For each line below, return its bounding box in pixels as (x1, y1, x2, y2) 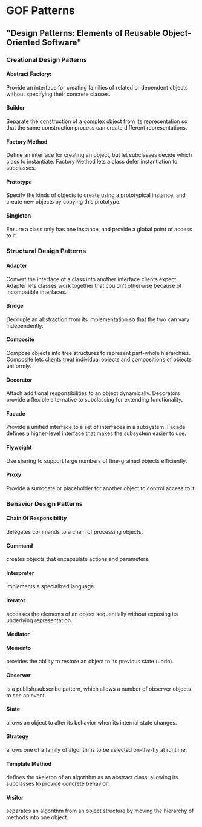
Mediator (6, 631, 30, 638)
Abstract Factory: (6, 70, 52, 78)
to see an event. (6, 691, 47, 699)
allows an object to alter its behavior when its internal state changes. (6, 719, 177, 726)
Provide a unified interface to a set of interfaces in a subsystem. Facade (6, 423, 186, 431)
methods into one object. (6, 814, 68, 821)
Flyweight (6, 443, 32, 451)
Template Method (6, 760, 52, 767)
